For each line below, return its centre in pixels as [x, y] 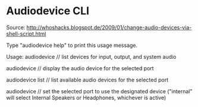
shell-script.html [26, 33]
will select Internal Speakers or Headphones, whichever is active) [86, 97]
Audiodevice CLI [48, 11]
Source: [16, 27]
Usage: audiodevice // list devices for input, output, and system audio [91, 56]
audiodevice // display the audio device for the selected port [80, 68]
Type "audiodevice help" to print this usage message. [72, 45]
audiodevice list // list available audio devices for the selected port [87, 80]
